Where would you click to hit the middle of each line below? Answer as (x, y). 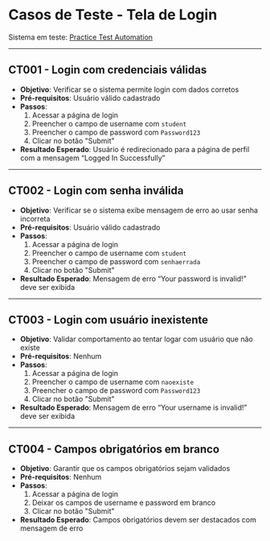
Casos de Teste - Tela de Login (113, 15)
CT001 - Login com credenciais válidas (108, 70)
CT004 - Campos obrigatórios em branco (114, 449)
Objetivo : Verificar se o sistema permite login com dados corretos (129, 89)
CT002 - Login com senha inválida (96, 191)
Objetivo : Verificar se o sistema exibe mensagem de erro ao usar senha (139, 210)
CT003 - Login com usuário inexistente (108, 320)
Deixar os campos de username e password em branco (124, 503)
